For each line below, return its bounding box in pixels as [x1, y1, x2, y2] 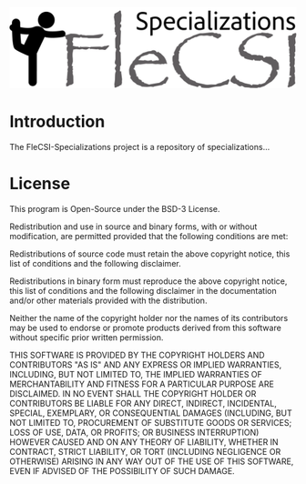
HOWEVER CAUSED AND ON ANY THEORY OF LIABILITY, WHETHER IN [9, 436, 280, 448]
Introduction [9, 111, 106, 132]
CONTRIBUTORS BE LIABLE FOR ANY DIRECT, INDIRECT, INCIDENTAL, [9, 398, 278, 408]
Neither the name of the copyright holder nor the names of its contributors [9, 312, 289, 323]
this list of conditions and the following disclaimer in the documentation [9, 285, 277, 296]
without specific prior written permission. [9, 331, 164, 343]
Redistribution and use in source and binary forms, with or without [9, 221, 258, 232]
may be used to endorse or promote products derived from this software [9, 322, 282, 333]
